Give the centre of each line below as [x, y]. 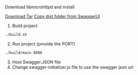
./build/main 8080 [24, 53]
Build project [25, 26]
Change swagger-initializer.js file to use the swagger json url [73, 67]
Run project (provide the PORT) [43, 44]
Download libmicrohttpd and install [40, 7]
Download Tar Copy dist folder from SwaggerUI [53, 16]
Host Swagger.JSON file [36, 62]
